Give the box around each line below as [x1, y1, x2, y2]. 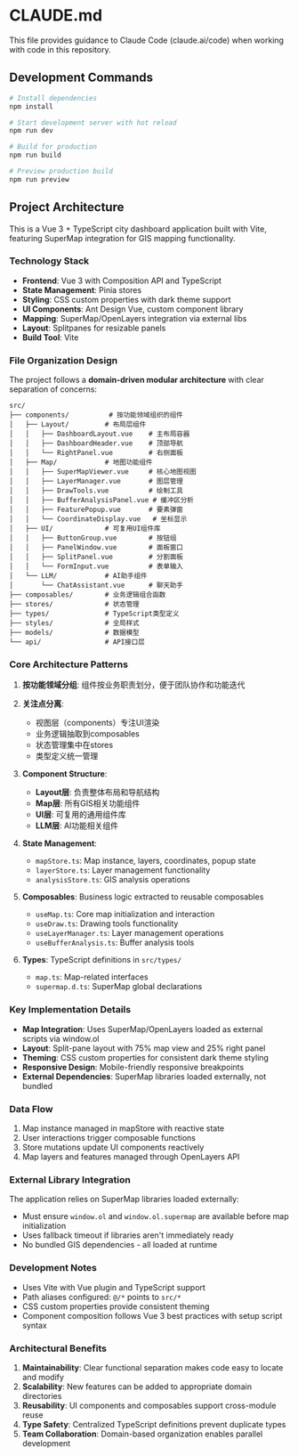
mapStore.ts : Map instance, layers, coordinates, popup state [35, 856, 256, 866]
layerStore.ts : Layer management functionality [35, 865, 211, 875]
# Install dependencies [9, 94, 98, 102]
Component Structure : [21, 769, 108, 779]
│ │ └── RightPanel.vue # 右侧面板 [9, 449, 184, 458]
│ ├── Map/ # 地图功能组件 [9, 458, 153, 468]
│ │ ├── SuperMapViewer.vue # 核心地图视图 [9, 468, 197, 476]
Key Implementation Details [9, 1004, 132, 1016]
